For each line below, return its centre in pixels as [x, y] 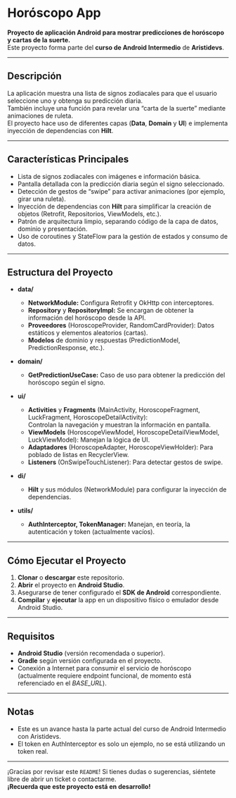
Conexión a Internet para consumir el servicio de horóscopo [104, 668]
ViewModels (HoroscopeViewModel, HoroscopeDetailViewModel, [124, 432]
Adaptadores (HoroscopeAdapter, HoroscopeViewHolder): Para [120, 447]
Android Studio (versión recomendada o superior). [91, 653]
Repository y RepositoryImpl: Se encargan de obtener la [111, 311]
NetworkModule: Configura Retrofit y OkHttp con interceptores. [121, 303]
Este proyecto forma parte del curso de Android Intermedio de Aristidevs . [116, 47]
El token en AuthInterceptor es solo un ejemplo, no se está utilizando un [121, 744]
